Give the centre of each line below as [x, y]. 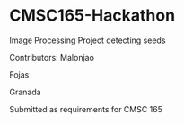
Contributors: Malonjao [52, 57]
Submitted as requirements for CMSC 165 [86, 109]
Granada [26, 92]
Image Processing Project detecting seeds [88, 40]
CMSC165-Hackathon [92, 16]
